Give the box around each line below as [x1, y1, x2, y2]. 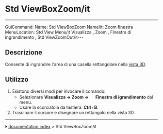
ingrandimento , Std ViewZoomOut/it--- [5, 34, 84, 40]
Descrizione [5, 49, 43, 57]
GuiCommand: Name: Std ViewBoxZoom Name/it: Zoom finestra [5, 24, 133, 30]
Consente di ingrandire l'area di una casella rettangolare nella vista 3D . [5, 61, 147, 67]
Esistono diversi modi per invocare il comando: [12, 88, 106, 94]
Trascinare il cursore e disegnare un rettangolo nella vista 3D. [12, 109, 135, 115]
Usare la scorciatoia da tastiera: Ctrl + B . [19, 104, 98, 110]
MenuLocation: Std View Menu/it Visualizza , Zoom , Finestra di [5, 29, 131, 35]
